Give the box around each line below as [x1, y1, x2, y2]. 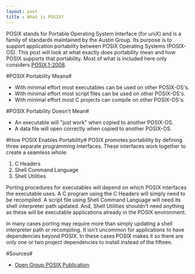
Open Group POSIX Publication [14, 261, 90, 268]
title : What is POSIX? [6, 14, 64, 20]
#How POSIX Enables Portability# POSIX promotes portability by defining [6, 136, 183, 143]
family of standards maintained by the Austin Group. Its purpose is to [6, 36, 172, 43]
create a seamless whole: [6, 148, 68, 155]
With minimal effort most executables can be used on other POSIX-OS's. [14, 84, 190, 91]
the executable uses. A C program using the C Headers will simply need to [6, 190, 186, 197]
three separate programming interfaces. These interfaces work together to [6, 143, 186, 150]
